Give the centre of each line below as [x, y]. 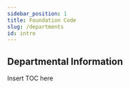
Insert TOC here [30, 78]
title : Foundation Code [42, 20]
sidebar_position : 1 [37, 14]
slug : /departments [36, 27]
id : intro [22, 33]
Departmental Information [65, 61]
